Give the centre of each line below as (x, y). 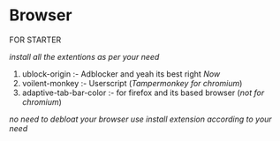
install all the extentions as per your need (84, 56)
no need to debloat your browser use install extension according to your (140, 119)
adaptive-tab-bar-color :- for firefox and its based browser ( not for (143, 93)
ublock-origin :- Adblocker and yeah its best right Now (121, 74)
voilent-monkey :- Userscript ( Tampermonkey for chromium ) (132, 83)
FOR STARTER (35, 40)
